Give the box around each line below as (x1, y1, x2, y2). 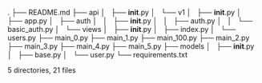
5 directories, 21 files (7, 65, 77, 75)
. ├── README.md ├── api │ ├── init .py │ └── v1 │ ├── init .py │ (7, 8, 242, 17)
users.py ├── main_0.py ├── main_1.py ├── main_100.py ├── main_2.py (7, 33, 250, 42)
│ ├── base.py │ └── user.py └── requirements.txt (7, 50, 188, 59)
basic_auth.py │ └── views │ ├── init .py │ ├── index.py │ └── (7, 25, 236, 34)
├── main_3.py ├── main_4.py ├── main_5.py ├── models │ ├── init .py (7, 41, 255, 51)
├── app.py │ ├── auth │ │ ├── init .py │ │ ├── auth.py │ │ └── (7, 16, 253, 26)
